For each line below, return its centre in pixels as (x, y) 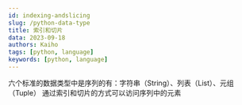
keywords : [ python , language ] (58, 60)
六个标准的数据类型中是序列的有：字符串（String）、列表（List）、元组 (121, 83)
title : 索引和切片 (36, 30)
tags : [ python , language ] (51, 52)
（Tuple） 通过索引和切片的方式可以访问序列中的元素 (95, 92)
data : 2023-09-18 (37, 37)
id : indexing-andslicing (49, 15)
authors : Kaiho (33, 45)
